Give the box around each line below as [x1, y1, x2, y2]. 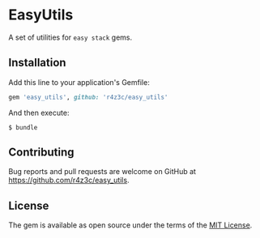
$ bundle [8, 123, 38, 131]
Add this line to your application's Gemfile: [8, 77, 150, 87]
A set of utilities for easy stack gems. [8, 32, 133, 42]
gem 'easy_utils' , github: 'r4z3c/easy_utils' [8, 93, 168, 101]
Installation [8, 56, 66, 70]
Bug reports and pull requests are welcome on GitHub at [8, 167, 197, 176]
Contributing [8, 146, 75, 159]
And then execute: [8, 108, 70, 117]
